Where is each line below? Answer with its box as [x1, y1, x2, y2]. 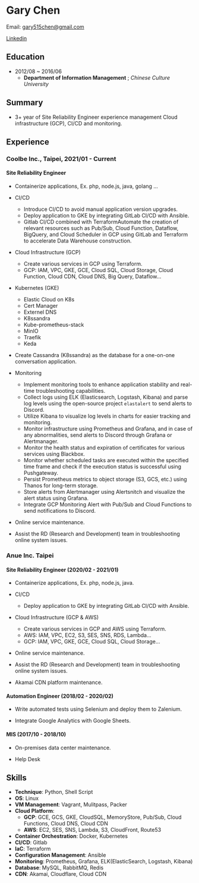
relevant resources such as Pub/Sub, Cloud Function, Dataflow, [23, 225, 179, 232]
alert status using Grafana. [23, 494, 89, 502]
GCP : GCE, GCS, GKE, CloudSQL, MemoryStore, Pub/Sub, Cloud [23, 813, 182, 821]
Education [6, 52, 45, 62]
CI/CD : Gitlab [14, 839, 48, 846]
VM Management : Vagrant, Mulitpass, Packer [14, 801, 128, 808]
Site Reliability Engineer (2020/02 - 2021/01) [6, 566, 119, 573]
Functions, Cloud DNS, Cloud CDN [23, 820, 109, 827]
